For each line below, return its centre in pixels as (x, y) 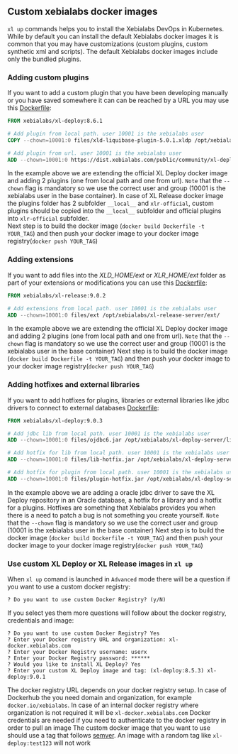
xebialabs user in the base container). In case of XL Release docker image (115, 196)
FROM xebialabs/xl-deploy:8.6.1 (55, 121)
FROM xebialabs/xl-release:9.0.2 (57, 295)
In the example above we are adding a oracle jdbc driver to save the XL (111, 492)
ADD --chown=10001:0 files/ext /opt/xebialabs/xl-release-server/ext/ (114, 315)
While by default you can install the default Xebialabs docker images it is (113, 36)
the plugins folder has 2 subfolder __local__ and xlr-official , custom (110, 203)
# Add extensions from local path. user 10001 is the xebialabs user (112, 308)
